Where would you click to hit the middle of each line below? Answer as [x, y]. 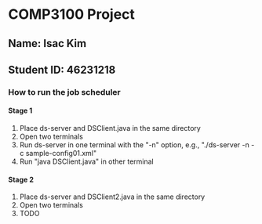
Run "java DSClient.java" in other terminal [87, 161]
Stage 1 [20, 110]
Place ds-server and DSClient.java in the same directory [110, 128]
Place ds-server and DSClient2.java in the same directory [112, 197]
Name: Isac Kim [47, 43]
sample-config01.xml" [61, 154]
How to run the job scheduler [64, 92]
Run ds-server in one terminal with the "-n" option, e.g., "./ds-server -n [134, 145]
